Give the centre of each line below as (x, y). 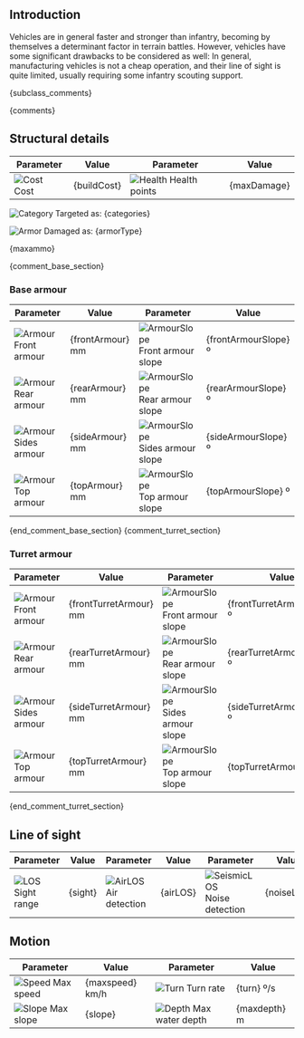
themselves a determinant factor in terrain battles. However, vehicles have (148, 46)
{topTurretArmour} (108, 762)
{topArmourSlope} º (248, 491)
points (143, 191)
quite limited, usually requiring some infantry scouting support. (126, 75)
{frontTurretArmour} (111, 604)
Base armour (38, 289)
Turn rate (205, 988)
